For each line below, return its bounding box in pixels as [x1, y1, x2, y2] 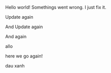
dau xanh [5, 63, 25, 68]
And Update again [5, 24, 43, 30]
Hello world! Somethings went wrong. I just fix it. [5, 5, 106, 10]
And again [5, 34, 27, 39]
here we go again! [5, 53, 43, 59]
